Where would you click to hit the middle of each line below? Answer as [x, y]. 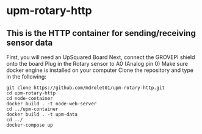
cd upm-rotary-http [31, 93]
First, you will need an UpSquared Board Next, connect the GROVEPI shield [101, 57]
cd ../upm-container [33, 109]
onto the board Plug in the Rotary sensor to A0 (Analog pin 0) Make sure [97, 64]
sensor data [30, 42]
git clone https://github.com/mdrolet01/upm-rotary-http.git [86, 88]
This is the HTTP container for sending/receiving [101, 33]
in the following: [27, 76]
